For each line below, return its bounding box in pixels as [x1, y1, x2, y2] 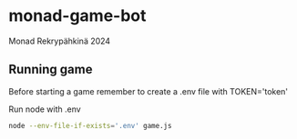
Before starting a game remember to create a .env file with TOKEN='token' [8, 85, 289, 96]
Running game [8, 62, 93, 77]
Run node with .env [8, 104, 81, 114]
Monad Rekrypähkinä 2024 [8, 35, 111, 46]
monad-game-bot [8, 5, 147, 26]
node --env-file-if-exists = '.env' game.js [8, 121, 172, 130]
